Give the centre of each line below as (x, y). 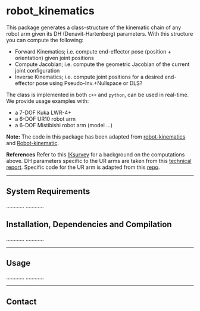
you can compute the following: (45, 40)
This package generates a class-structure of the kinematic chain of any (94, 27)
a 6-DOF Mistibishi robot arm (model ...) (64, 125)
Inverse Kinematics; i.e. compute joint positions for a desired (89, 77)
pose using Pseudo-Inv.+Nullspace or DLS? (89, 83)
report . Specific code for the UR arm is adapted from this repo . (83, 167)
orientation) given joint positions (54, 58)
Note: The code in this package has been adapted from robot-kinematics (96, 136)
